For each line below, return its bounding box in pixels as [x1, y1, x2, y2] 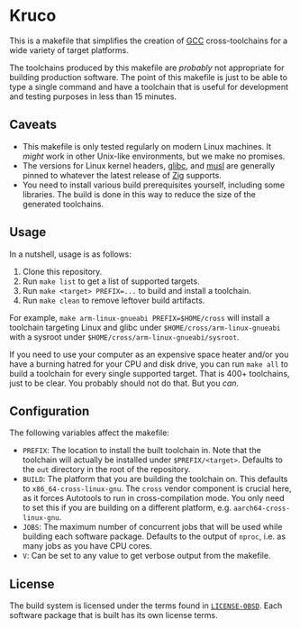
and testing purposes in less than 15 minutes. [9, 91, 177, 102]
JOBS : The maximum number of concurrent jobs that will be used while [22, 522, 283, 533]
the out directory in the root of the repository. [22, 464, 191, 475]
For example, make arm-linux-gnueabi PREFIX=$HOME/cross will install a [9, 312, 270, 323]
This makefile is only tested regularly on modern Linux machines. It [22, 141, 272, 151]
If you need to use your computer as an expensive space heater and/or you [9, 349, 289, 360]
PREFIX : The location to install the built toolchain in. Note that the [22, 445, 261, 456]
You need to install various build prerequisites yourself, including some [22, 179, 286, 190]
